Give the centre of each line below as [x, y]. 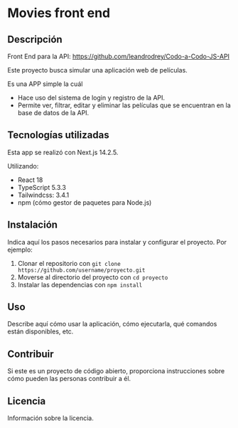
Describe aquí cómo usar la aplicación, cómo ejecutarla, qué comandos [112, 324]
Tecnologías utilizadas [58, 135]
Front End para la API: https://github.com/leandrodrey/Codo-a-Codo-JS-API [118, 56]
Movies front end [59, 13]
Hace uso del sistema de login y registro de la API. [91, 98]
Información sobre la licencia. [50, 418]
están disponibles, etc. [40, 331]
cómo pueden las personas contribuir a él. [69, 379]
